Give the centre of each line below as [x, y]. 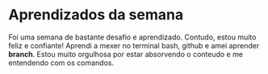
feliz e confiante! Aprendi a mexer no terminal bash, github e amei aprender [134, 45]
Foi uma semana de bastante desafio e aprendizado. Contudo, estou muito [132, 37]
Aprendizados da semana [96, 15]
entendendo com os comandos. [61, 63]
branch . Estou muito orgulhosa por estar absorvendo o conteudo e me [126, 54]
